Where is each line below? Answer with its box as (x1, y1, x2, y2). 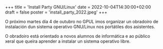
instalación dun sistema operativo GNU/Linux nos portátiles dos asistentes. (5, 24, 156, 30)
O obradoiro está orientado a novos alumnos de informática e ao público (5, 33, 150, 39)
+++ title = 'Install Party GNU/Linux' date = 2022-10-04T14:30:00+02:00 (5, 4, 151, 10)
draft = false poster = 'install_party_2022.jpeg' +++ (5, 9, 108, 15)
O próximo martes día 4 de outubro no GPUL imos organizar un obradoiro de (5, 19, 159, 24)
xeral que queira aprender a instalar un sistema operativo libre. (5, 38, 131, 44)
